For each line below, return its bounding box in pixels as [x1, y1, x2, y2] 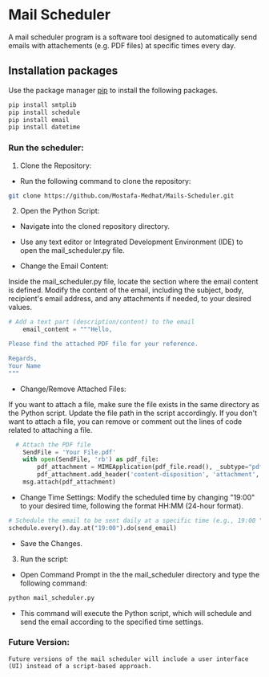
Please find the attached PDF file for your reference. [8, 340, 199, 349]
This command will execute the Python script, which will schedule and [19, 608, 252, 618]
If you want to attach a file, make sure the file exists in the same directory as [8, 399, 260, 409]
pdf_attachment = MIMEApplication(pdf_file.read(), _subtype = [37, 463, 249, 471]
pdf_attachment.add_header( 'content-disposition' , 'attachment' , [37, 471, 260, 479]
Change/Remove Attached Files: [19, 384, 126, 394]
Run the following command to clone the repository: [19, 176, 191, 186]
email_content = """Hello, [22, 325, 113, 334]
